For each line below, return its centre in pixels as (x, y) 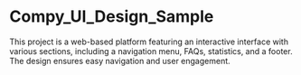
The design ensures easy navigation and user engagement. (120, 61)
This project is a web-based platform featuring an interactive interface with (149, 42)
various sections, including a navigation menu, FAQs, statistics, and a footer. (151, 51)
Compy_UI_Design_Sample (112, 17)
